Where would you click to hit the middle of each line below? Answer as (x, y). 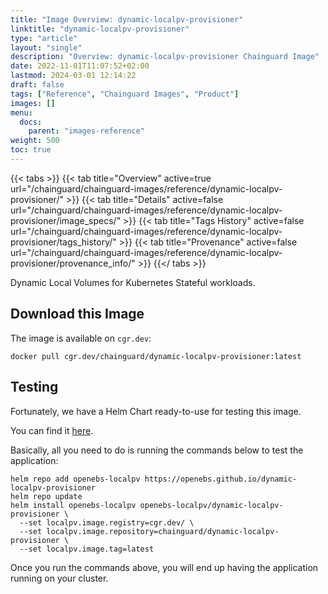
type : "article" (44, 38)
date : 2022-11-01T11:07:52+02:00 (80, 66)
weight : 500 (35, 141)
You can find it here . (52, 430)
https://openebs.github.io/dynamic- (221, 479)
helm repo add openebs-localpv (75, 479)
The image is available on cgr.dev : (81, 338)
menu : (21, 112)
